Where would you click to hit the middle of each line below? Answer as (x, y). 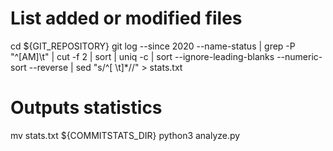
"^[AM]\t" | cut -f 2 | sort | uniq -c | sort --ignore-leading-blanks (142, 56)
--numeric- (299, 56)
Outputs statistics (86, 108)
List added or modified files (126, 18)
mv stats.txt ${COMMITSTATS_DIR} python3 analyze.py (125, 135)
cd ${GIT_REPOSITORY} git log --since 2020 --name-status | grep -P (153, 46)
